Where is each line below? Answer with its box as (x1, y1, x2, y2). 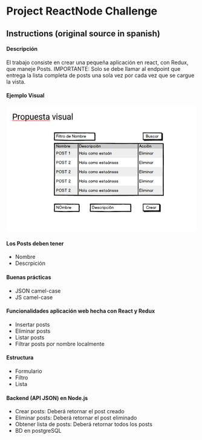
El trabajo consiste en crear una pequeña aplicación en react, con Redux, (6, 59, 189, 66)
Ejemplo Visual (6, 92, 45, 99)
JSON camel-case (15, 287, 61, 295)
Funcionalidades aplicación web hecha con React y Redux (6, 307, 155, 315)
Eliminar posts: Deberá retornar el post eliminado (15, 414, 137, 422)
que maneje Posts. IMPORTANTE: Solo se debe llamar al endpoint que (6, 65, 181, 72)
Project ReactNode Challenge (6, 4, 158, 18)
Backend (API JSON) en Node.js (6, 394, 88, 401)
